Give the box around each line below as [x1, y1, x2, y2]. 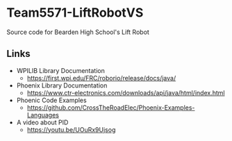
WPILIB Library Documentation [16, 66, 105, 74]
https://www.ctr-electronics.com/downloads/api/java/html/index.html [26, 88, 225, 97]
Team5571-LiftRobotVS [6, 5, 144, 21]
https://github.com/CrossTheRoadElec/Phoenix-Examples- [26, 103, 195, 112]
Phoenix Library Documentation [16, 81, 108, 90]
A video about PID [16, 118, 69, 126]
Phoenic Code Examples [16, 96, 88, 104]
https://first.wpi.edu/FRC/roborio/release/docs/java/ [26, 74, 176, 82]
